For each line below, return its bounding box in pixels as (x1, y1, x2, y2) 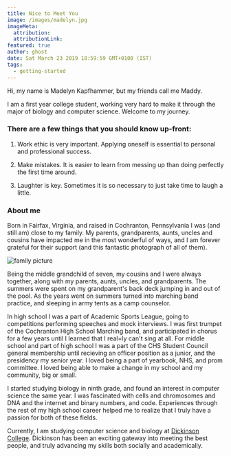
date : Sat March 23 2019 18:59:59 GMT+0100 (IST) (7, 55, 153, 62)
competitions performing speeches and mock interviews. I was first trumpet (7, 320, 222, 328)
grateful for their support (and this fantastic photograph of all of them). (7, 243, 208, 252)
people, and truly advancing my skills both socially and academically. (7, 442, 203, 450)
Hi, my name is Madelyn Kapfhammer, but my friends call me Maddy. (7, 87, 203, 95)
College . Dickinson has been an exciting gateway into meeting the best (7, 434, 208, 442)
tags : (7, 61, 23, 68)
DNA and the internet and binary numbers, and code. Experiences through (7, 399, 218, 407)
